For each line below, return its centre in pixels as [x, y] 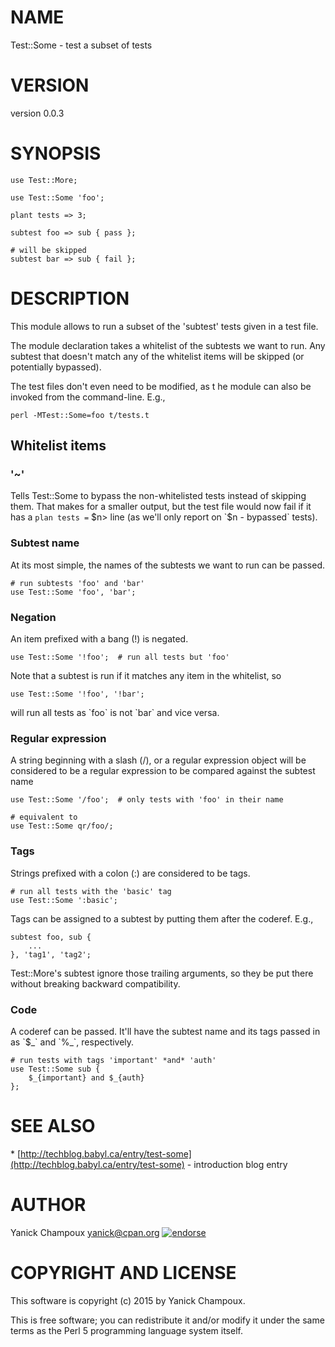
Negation [33, 617]
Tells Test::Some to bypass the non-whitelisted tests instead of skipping [158, 496]
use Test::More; [44, 180]
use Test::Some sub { [55, 1069]
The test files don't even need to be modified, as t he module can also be [161, 386]
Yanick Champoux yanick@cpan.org [85, 1232]
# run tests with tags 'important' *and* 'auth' [113, 1060]
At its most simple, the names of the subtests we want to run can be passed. [168, 565]
